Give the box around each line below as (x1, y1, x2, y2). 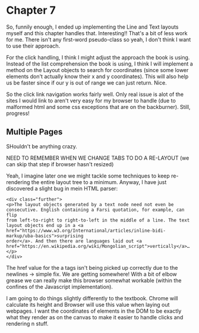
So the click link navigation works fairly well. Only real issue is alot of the (6, 91, 184, 98)
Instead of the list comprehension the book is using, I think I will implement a (6, 60, 193, 67)
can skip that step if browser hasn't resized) (6, 160, 114, 167)
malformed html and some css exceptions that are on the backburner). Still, (6, 103, 191, 110)
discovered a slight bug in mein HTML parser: (6, 185, 118, 192)
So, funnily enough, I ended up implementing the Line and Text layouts (6, 23, 179, 30)
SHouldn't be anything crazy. (6, 142, 77, 150)
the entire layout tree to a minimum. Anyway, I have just (31, 178, 167, 185)
